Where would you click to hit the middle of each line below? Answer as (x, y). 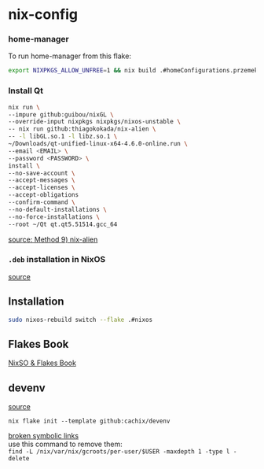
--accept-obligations (44, 195)
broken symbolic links (44, 436)
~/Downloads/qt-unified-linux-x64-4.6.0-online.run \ (98, 144)
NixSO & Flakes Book (42, 363)
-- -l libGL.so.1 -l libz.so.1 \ (63, 137)
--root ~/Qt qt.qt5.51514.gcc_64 (63, 224)
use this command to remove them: (66, 444)
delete (19, 459)
